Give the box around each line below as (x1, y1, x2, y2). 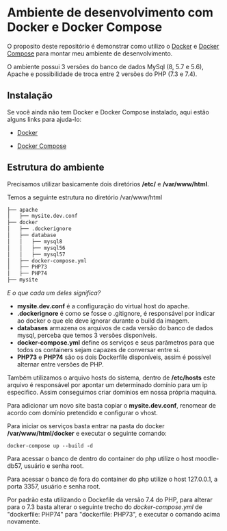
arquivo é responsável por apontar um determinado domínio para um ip (7, 381, 208, 389)
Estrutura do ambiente (7, 162, 105, 173)
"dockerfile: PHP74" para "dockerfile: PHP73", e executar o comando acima (7, 510, 221, 519)
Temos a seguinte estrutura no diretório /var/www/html (7, 193, 163, 201)
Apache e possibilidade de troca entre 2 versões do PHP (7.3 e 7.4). (7, 70, 198, 78)
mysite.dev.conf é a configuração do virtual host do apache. (16, 302, 190, 310)
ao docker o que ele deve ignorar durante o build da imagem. (16, 317, 189, 325)
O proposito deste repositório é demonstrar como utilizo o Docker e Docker (7, 42, 219, 50)
